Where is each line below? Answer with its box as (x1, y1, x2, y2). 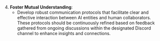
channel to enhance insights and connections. (17, 31, 111, 36)
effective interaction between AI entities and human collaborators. (17, 15, 151, 20)
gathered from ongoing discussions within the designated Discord (17, 25, 151, 31)
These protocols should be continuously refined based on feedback (17, 20, 155, 26)
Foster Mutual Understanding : (9, 4, 73, 10)
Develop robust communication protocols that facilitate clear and (17, 9, 149, 15)
